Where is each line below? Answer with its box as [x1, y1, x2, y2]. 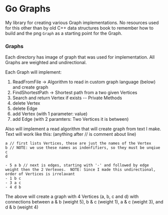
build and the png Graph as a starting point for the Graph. [5, 30, 122, 36]
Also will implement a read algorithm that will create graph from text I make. [5, 126, 161, 132]
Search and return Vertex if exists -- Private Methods [12, 95, 122, 101]
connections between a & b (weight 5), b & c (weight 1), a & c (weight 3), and [5, 199, 163, 205]
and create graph [12, 84, 49, 90]
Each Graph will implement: [5, 69, 62, 75]
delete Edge [12, 106, 38, 112]
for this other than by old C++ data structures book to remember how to [5, 25, 154, 31]
